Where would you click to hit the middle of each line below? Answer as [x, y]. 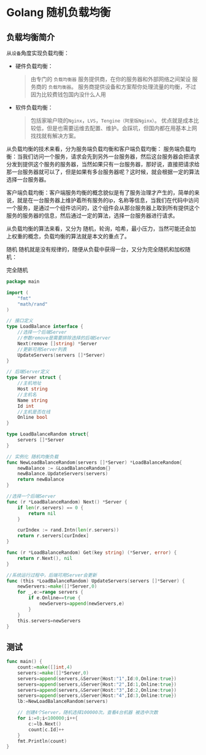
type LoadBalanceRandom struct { [48, 434]
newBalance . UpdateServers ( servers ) [63, 474]
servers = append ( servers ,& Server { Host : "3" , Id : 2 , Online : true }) [97, 690]
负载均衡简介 [31, 37]
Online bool [32, 418]
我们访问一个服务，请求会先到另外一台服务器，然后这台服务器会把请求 [111, 156]
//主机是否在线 [34, 412]
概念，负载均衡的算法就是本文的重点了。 [78, 236]
